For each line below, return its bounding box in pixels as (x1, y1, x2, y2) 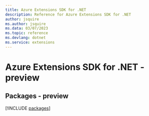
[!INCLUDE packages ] (5, 105, 51, 111)
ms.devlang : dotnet (5, 35, 46, 40)
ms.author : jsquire (5, 21, 46, 26)
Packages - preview (5, 92, 69, 100)
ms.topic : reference (5, 30, 49, 35)
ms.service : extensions (5, 40, 55, 45)
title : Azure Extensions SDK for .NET (5, 7, 86, 12)
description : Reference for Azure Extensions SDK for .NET (5, 12, 131, 17)
